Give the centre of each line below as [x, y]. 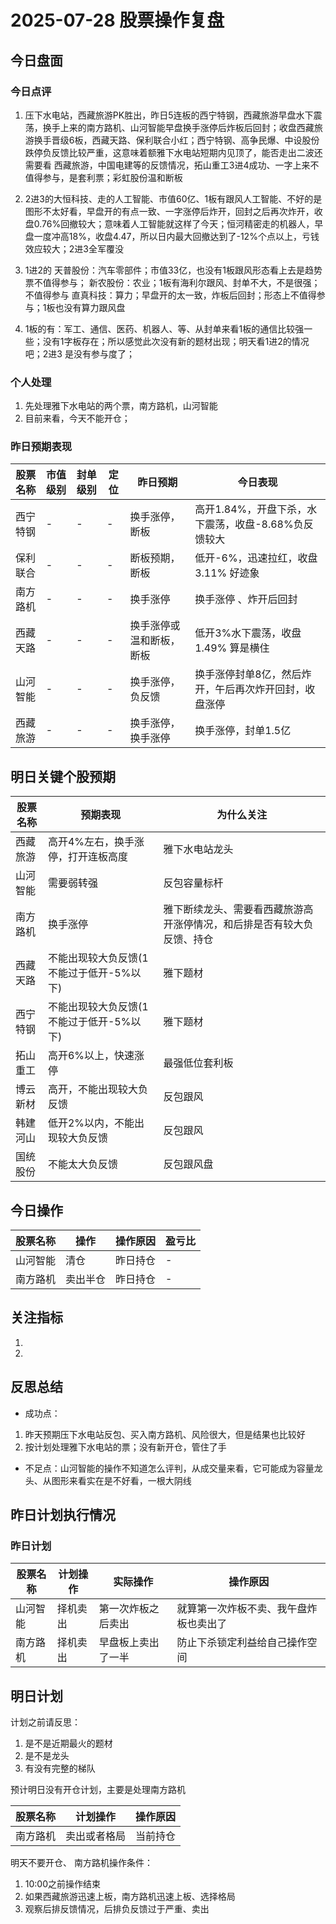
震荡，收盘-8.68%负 [254, 524]
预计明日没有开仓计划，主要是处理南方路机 [98, 1790]
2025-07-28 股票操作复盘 [117, 20]
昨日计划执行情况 [63, 1515]
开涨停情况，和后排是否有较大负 [238, 924]
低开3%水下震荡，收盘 [248, 633]
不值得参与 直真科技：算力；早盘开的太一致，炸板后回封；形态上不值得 [170, 295]
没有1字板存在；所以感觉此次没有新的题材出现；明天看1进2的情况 [176, 341]
